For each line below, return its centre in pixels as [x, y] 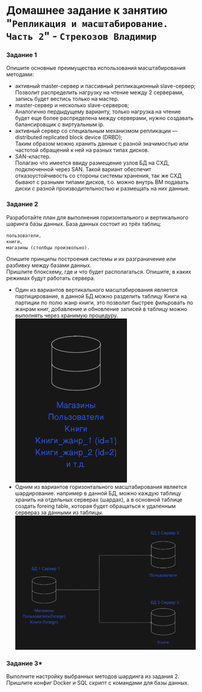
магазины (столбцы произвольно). [48, 248]
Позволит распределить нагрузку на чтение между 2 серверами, [99, 93]
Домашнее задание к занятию [87, 11]
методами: [20, 74]
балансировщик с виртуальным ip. [60, 125]
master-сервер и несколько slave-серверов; [72, 105]
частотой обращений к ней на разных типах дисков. [82, 150]
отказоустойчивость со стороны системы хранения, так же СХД [98, 176]
